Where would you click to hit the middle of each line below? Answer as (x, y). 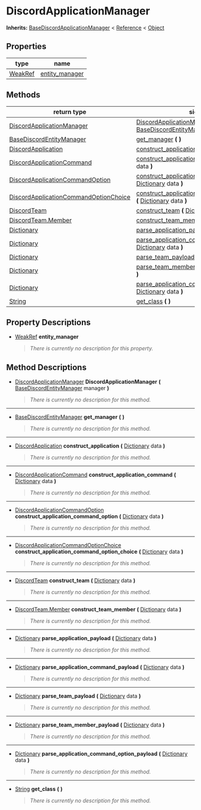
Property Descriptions (48, 322)
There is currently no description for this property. (92, 349)
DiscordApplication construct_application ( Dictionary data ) (90, 446)
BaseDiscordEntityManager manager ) (62, 388)
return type (70, 112)
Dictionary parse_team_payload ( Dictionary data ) (78, 696)
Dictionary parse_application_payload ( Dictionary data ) (86, 638)
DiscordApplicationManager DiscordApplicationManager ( (88, 382)
